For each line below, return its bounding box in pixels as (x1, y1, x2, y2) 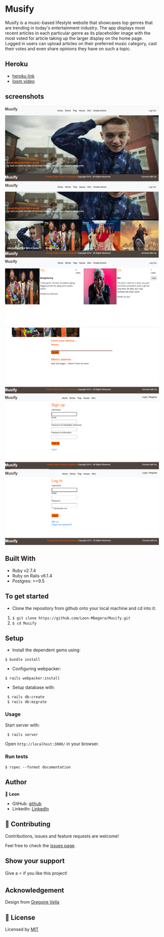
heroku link (12, 73, 35, 79)
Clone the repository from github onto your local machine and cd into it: (12, 605, 156, 611)
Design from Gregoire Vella (5, 899, 60, 905)
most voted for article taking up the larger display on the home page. (5, 35, 143, 41)
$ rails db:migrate (7, 700, 47, 704)
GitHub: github (12, 801, 42, 807)
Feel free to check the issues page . (5, 842, 76, 848)
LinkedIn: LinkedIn (12, 806, 49, 811)
